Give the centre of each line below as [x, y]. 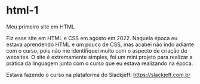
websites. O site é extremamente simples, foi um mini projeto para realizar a [99, 57]
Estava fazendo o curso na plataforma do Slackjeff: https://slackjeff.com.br [99, 75]
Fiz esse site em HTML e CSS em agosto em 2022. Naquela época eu [92, 38]
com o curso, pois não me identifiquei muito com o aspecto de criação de [97, 50]
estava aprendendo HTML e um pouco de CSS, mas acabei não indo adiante [100, 44]
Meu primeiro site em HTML [41, 27]
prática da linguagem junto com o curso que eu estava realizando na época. [100, 63]
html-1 [22, 10]
